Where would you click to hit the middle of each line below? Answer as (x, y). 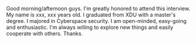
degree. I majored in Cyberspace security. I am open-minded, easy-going (96, 21)
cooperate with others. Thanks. (45, 34)
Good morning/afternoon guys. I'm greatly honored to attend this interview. (98, 9)
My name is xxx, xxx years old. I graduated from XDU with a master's (91, 15)
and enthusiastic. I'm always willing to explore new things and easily (90, 27)
